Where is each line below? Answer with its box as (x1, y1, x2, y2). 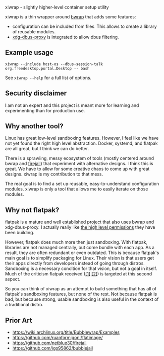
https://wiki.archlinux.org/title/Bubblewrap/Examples (12, 329, 120, 335)
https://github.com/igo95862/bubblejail (12, 345, 93, 351)
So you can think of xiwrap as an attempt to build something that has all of (5, 286, 157, 292)
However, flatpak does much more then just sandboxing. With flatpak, (5, 239, 148, 245)
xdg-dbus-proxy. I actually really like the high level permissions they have (5, 224, 155, 230)
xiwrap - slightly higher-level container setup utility (5, 4, 109, 10)
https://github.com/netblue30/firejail (12, 340, 87, 346)
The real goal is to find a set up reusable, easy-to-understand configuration (5, 181, 160, 187)
